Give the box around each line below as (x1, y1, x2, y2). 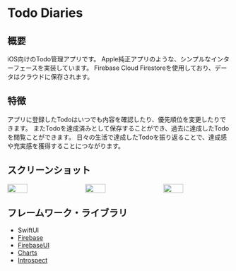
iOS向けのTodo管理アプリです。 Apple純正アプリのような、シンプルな (7, 55, 211, 63)
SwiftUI (17, 226, 40, 234)
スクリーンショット (7, 164, 90, 176)
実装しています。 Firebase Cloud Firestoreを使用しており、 (43, 64, 216, 72)
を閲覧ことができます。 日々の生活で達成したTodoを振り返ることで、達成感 (7, 133, 228, 141)
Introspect (17, 256, 48, 265)
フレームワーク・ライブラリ (7, 207, 128, 219)
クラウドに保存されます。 (19, 73, 94, 80)
